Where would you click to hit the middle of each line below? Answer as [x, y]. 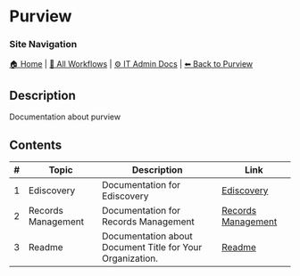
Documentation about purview [65, 117]
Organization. [130, 258]
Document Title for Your [152, 248]
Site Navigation [43, 45]
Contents [36, 145]
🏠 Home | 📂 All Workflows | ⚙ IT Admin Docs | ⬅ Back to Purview [131, 64]
